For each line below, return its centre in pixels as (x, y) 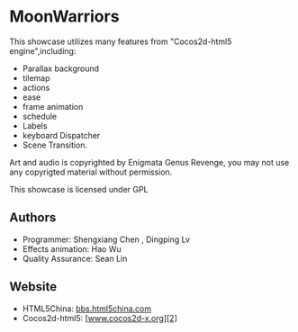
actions (36, 87)
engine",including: (43, 50)
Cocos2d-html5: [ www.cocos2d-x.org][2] (99, 318)
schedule (40, 116)
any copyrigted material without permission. (91, 172)
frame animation (53, 106)
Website (33, 287)
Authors (33, 218)
